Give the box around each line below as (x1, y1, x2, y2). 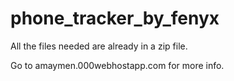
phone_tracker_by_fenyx (10, 7, 220, 30)
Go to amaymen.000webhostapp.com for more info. (10, 59, 225, 71)
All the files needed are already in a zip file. (10, 40, 188, 52)
